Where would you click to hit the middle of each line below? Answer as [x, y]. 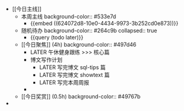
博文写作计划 [46, 60]
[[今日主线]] [27, 9]
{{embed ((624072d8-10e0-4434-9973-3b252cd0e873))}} [104, 23]
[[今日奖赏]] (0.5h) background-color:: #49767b [81, 96]
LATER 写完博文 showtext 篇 [74, 75]
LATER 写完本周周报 [64, 82]
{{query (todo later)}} [57, 37]
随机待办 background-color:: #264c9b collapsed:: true [89, 30]
